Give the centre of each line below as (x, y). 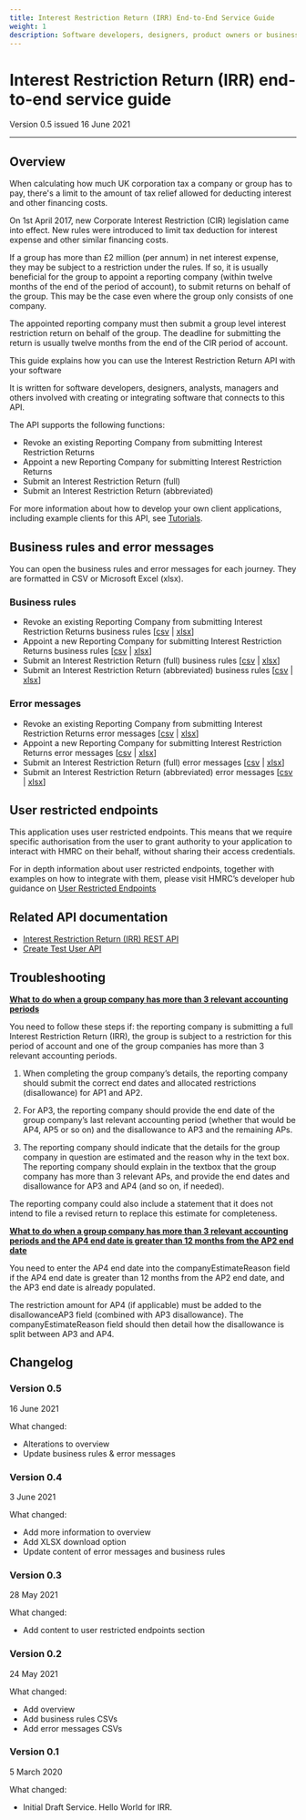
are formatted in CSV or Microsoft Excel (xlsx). (97, 578)
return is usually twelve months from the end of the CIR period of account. (149, 343)
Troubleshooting (58, 977)
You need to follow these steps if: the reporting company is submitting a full (151, 1027)
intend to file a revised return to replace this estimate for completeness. (143, 1213)
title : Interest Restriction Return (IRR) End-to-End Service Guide (142, 18)
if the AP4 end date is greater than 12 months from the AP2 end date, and (147, 1277)
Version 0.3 (36, 1575)
